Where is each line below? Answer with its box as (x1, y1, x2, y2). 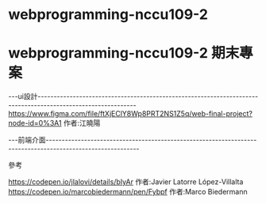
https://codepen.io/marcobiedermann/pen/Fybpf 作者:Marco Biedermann (8, 187, 248, 197)
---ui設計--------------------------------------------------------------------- (8, 92, 259, 101)
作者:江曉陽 (63, 119, 101, 128)
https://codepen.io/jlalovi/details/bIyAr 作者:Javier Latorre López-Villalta (8, 177, 244, 187)
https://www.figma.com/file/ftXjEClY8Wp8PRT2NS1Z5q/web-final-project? (8, 109, 253, 119)
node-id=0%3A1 (8, 119, 62, 128)
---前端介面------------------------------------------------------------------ (8, 135, 257, 145)
